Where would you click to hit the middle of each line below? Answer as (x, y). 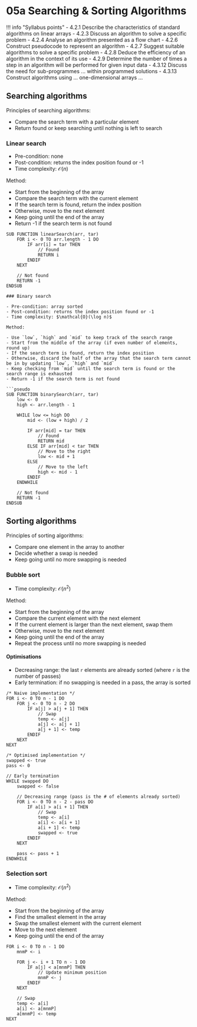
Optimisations (24, 656)
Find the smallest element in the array (60, 916)
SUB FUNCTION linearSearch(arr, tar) (52, 235)
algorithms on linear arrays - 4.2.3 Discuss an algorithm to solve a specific (96, 33)
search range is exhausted (39, 374)
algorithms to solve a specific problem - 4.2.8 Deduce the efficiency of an (96, 52)
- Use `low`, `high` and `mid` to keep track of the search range (89, 338)
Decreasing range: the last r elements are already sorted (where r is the (102, 670)
